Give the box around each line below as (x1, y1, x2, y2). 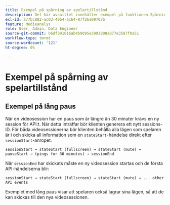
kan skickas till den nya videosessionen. (5, 194, 89, 200)
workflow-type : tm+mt (5, 36, 51, 41)
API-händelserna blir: (5, 166, 50, 172)
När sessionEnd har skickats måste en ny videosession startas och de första (5, 160, 163, 166)
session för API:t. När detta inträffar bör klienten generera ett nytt (5, 121, 141, 127)
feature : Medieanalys (5, 21, 51, 27)
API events (5, 180, 28, 185)
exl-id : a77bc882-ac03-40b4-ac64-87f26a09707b (5, 17, 105, 22)
